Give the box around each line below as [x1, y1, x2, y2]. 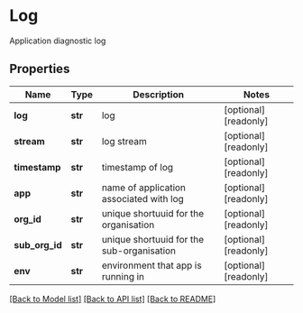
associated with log [101, 192, 185, 205]
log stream [101, 134, 147, 147]
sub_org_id [14, 238, 62, 251]
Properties [9, 61, 70, 77]
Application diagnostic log [9, 35, 106, 46]
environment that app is [101, 259, 202, 272]
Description [132, 87, 185, 100]
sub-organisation [101, 244, 177, 257]
